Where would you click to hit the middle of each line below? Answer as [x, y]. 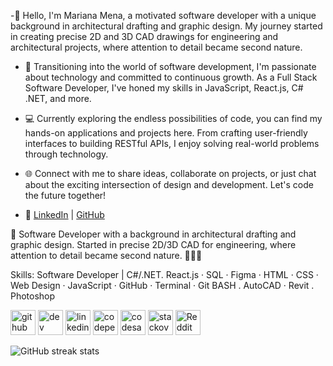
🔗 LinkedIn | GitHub [64, 214]
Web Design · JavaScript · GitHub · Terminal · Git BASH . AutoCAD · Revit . [162, 285]
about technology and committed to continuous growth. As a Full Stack [171, 77]
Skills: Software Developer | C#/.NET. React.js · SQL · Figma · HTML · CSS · [164, 274]
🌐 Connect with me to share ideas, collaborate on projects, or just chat [170, 173]
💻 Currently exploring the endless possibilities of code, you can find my [173, 118]
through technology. [66, 154]
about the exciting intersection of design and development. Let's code [169, 184]
